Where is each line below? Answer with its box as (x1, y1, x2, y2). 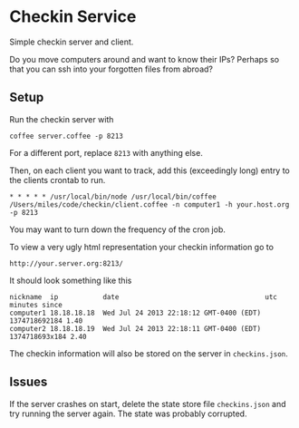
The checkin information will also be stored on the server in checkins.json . (9, 347, 288, 359)
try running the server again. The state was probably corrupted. (9, 408, 247, 419)
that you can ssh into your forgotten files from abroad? (9, 63, 213, 74)
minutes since (9, 300, 63, 309)
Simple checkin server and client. (9, 36, 134, 47)
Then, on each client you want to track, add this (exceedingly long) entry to (9, 165, 290, 176)
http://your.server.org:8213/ (9, 258, 124, 268)
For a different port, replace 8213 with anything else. (9, 147, 204, 158)
